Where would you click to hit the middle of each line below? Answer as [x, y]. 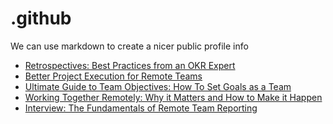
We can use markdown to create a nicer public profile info [129, 46]
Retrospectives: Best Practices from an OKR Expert [130, 65]
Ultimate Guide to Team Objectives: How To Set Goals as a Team [158, 86]
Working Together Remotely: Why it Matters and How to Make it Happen [173, 97]
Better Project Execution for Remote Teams [113, 76]
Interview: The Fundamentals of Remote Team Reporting [141, 108]
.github [41, 18]
